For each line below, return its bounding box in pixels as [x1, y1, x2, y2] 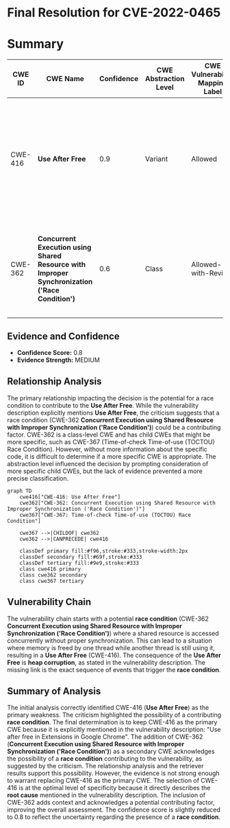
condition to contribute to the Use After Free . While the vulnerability [7, 401, 199, 409]
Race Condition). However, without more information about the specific [7, 445, 207, 453]
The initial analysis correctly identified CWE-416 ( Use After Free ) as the [7, 704, 209, 712]
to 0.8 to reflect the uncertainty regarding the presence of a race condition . [7, 813, 221, 821]
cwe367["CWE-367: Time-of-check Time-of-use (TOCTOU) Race [19, 511, 192, 518]
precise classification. [7, 474, 69, 482]
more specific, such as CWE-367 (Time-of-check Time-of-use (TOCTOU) [7, 437, 216, 446]
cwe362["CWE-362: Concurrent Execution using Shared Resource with [19, 499, 216, 506]
